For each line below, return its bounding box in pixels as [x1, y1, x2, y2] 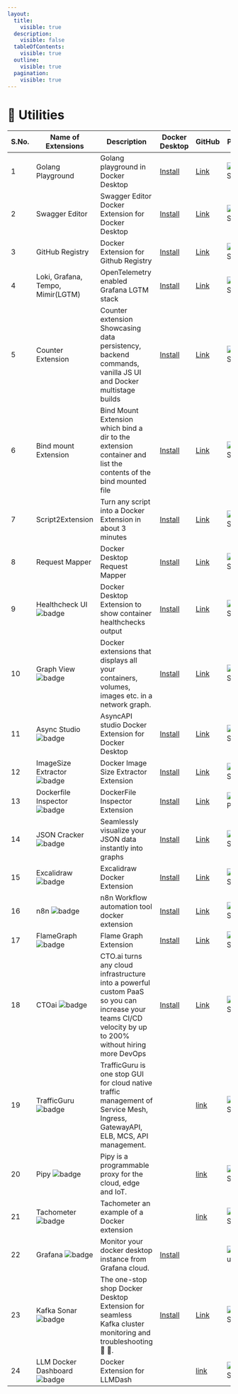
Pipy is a [100, 1152, 129, 1162]
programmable [100, 1160, 149, 1170]
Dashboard [36, 1366, 73, 1376]
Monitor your [100, 1237, 143, 1247]
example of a [100, 1208, 144, 1218]
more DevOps [100, 1049, 147, 1059]
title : [13, 17, 33, 24]
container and [100, 450, 147, 460]
